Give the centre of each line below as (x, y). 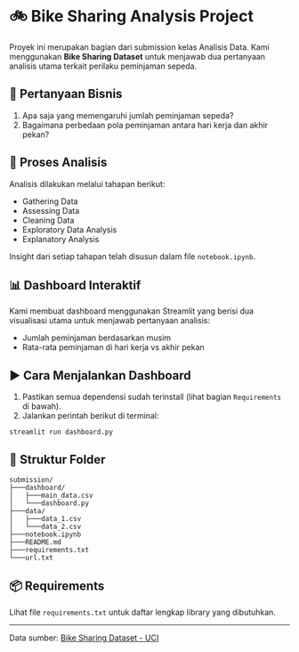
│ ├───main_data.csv (51, 495)
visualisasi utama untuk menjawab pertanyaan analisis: (110, 321)
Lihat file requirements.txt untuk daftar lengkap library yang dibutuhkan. (142, 612)
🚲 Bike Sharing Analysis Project (131, 16)
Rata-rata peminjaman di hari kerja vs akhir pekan (113, 347)
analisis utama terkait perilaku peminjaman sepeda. (103, 66)
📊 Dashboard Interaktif (75, 285)
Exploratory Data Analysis (69, 229)
